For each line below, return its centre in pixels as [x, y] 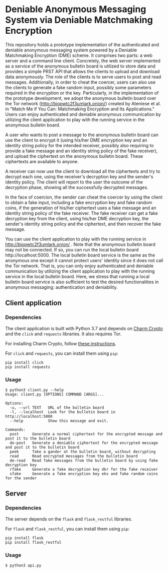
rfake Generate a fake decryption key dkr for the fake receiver [84, 469]
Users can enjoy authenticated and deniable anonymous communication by [83, 114]
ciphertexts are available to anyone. [42, 161]
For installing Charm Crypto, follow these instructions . [61, 343]
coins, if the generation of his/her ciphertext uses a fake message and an [81, 208]
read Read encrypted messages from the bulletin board [74, 456]
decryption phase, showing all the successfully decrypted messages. [77, 187]
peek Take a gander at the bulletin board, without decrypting [83, 452]
